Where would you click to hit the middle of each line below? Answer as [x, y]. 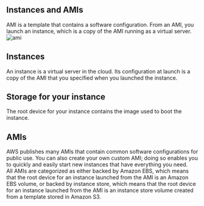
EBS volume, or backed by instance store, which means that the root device [101, 184]
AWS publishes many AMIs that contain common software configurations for [102, 152]
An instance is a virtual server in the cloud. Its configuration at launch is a [98, 71]
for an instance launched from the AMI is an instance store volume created [100, 190]
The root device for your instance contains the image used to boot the [94, 111]
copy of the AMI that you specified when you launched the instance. [92, 78]
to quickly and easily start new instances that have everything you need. [97, 165]
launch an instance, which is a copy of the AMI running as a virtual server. [99, 31]
